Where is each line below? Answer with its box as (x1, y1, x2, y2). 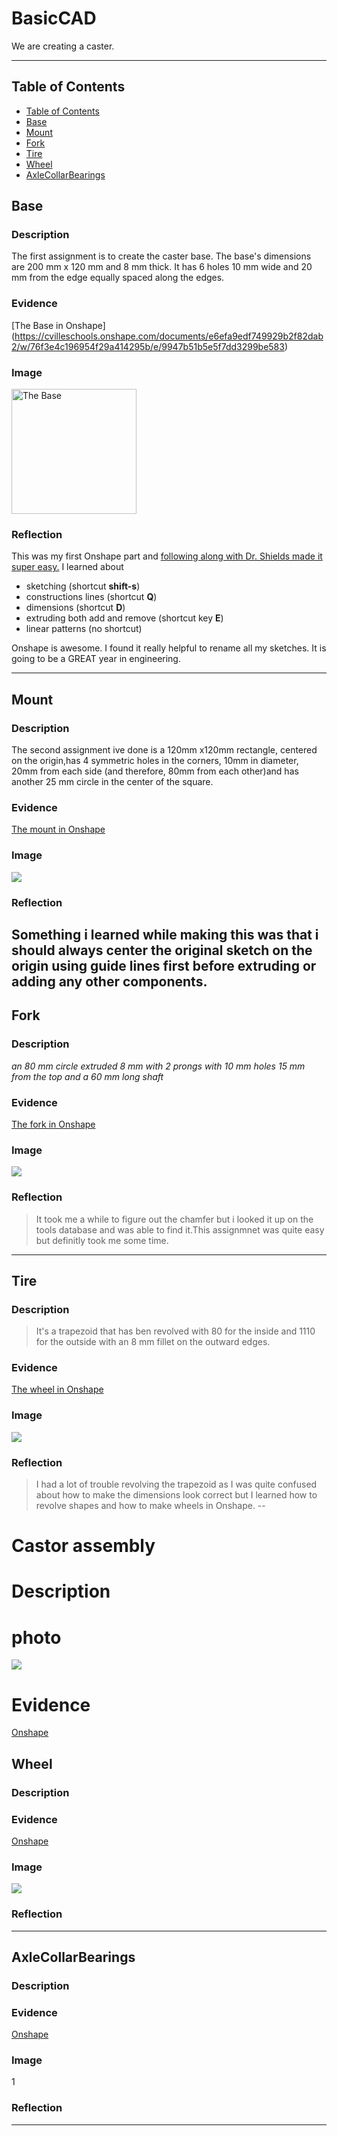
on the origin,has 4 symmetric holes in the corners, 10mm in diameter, (11, 755, 299, 767)
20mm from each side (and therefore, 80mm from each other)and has (11, 765, 299, 777)
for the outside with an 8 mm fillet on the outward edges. (35, 1336, 271, 1348)
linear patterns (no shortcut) (25, 623, 143, 635)
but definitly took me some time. (35, 1234, 169, 1246)
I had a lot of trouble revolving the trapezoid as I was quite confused (35, 1478, 318, 1491)
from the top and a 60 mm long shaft (11, 1070, 164, 1082)
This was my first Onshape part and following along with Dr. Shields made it (11, 550, 323, 562)
